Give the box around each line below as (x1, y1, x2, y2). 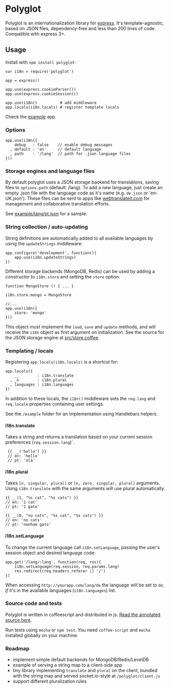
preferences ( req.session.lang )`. (5, 439, 75, 445)
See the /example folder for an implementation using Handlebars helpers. (5, 411, 158, 417)
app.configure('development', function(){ (5, 250, 97, 256)
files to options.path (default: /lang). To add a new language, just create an (5, 185, 163, 191)
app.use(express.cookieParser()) (5, 87, 76, 92)
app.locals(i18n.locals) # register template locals (5, 105, 120, 110)
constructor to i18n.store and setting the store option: (5, 273, 121, 279)
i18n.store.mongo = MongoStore (5, 292, 72, 297)
